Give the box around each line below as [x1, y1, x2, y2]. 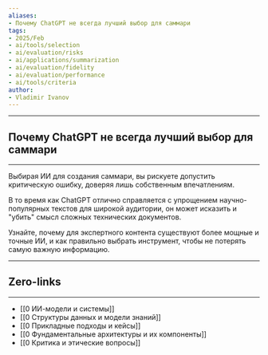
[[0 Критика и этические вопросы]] [19, 337, 141, 347]
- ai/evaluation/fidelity [8, 64, 94, 72]
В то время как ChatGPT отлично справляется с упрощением [8, 195, 218, 205]
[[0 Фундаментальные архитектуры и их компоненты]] [19, 329, 207, 339]
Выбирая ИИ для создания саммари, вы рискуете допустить [8, 172, 215, 181]
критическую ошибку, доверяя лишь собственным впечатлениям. [8, 180, 235, 190]
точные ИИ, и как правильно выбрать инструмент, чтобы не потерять [8, 236, 246, 246]
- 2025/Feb [8, 34, 45, 42]
